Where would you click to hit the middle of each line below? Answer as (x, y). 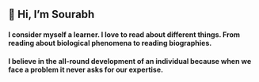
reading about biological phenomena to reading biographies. (110, 43)
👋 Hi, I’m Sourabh (51, 15)
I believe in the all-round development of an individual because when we (130, 61)
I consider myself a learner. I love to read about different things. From (124, 34)
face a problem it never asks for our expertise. (86, 69)
